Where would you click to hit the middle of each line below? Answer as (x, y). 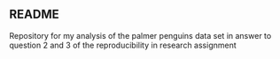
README (34, 15)
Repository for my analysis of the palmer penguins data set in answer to (140, 35)
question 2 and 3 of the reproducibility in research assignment (123, 45)
